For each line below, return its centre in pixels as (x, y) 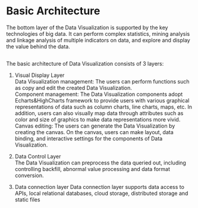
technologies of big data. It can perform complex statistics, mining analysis (98, 33)
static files (27, 200)
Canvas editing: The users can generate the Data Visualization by (95, 126)
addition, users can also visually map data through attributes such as (99, 113)
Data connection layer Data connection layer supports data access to (99, 187)
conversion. (29, 176)
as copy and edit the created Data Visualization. (73, 88)
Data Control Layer (38, 157)
